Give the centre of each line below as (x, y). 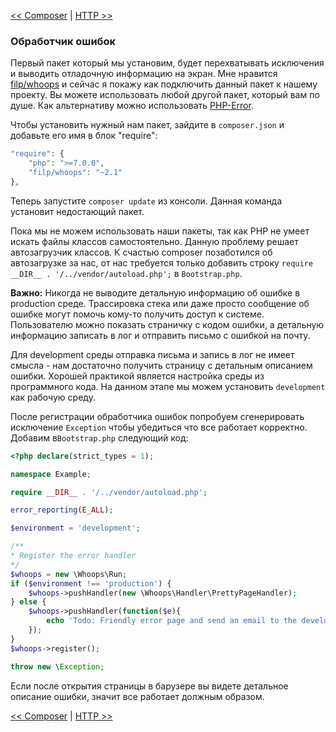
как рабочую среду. (53, 397)
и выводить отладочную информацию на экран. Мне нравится (144, 74)
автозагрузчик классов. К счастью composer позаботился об (141, 252)
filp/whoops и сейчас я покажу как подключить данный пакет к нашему (164, 84)
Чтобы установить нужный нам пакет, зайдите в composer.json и (147, 125)
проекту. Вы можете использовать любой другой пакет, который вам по (165, 95)
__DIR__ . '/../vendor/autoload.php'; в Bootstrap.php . (126, 273)
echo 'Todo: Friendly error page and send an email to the (172, 621)
